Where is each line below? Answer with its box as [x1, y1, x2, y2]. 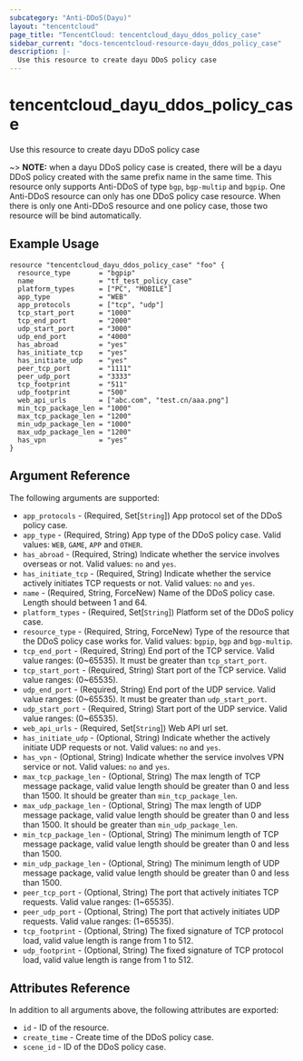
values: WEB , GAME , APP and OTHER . [22, 538, 143, 550]
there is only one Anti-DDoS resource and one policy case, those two [9, 200, 269, 211]
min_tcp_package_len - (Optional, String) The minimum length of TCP [22, 828, 279, 839]
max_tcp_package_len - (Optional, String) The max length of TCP [22, 770, 261, 782]
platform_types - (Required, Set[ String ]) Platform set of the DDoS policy [22, 606, 295, 617]
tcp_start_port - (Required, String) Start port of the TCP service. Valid [22, 665, 287, 676]
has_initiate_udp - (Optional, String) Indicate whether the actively [22, 732, 270, 743]
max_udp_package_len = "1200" [17, 427, 132, 436]
